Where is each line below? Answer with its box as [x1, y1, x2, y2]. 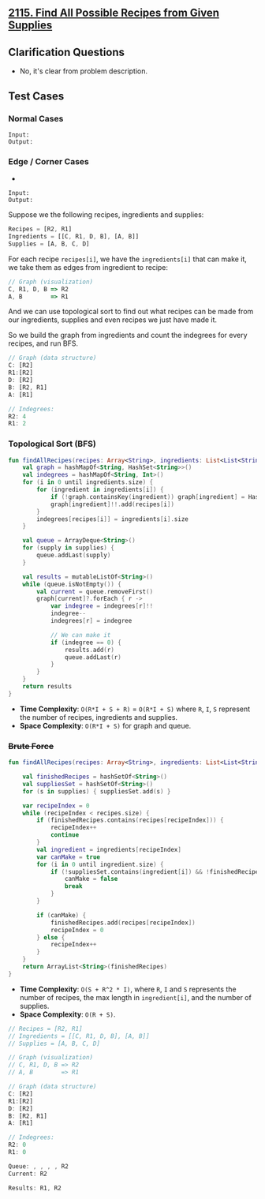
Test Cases [8, 89, 65, 103]
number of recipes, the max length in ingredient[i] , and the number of [19, 992, 252, 1002]
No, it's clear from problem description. [19, 66, 148, 76]
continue [50, 831, 80, 839]
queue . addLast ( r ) [64, 653, 122, 661]
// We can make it [50, 631, 111, 639]
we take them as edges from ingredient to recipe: [8, 262, 168, 272]
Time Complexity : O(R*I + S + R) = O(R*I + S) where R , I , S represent [19, 704, 251, 714]
